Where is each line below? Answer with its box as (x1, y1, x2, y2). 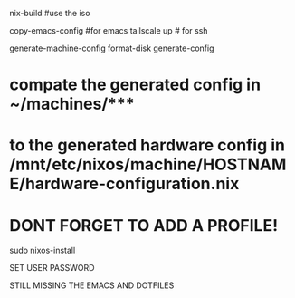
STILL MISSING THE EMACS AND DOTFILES (9, 280, 175, 291)
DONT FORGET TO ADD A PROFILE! (9, 215, 279, 236)
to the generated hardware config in (9, 135, 286, 156)
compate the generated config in (9, 74, 261, 95)
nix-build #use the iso (9, 8, 90, 18)
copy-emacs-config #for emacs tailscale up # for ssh (9, 25, 208, 35)
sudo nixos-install (9, 245, 76, 256)
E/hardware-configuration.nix (9, 174, 240, 194)
